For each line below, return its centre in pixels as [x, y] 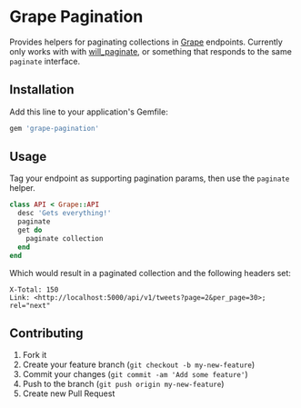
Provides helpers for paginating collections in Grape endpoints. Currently [146, 42]
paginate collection [65, 238]
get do [30, 230]
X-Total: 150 [34, 289]
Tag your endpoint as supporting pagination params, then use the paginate [150, 178]
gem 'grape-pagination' [55, 128]
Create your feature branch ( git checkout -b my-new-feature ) [139, 364]
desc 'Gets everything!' [65, 214]
